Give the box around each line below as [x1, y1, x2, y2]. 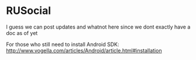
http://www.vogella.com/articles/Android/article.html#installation [6, 47, 162, 54]
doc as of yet [6, 29, 38, 36]
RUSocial [6, 4, 51, 17]
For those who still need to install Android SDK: [6, 41, 119, 48]
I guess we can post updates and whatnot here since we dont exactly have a [6, 23, 191, 30]
